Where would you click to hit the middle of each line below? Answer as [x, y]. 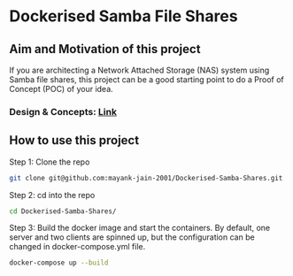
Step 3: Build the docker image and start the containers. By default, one [140, 228]
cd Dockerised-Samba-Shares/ [63, 211]
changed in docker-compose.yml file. [77, 247]
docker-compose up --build [59, 263]
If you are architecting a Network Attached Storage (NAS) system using [139, 70]
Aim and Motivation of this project [105, 49]
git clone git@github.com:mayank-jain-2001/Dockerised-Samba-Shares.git [146, 178]
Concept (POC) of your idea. [61, 89]
